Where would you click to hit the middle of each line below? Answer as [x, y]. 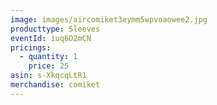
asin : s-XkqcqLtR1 [48, 76]
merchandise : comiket [55, 85]
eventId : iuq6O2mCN [51, 38]
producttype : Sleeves [55, 29]
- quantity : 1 [48, 57]
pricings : [31, 47]
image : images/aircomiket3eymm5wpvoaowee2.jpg [109, 19]
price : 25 [49, 66]
